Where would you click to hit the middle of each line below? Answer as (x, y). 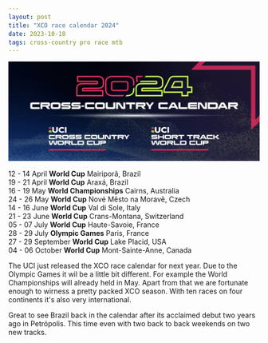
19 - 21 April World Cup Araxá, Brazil (69, 182)
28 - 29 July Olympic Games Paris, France (79, 233)
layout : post (30, 17)
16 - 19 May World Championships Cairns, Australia (94, 190)
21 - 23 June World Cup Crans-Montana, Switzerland (96, 216)
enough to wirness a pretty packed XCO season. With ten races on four (126, 291)
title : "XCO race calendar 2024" (64, 25)
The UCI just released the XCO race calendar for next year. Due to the (123, 265)
